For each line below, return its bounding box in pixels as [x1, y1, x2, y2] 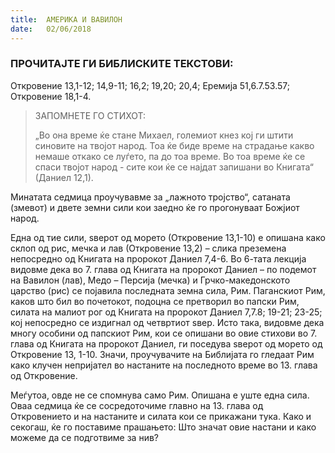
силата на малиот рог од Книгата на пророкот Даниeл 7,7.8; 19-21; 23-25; [10, 306, 323, 318]
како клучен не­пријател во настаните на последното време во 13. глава [10, 359, 318, 371]
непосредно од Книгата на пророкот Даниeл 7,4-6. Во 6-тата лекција [10, 252, 307, 265]
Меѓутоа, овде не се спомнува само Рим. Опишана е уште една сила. [10, 389, 310, 401]
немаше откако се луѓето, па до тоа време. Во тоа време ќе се [34, 150, 306, 162]
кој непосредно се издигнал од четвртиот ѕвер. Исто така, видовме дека [10, 316, 325, 328]
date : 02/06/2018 [10, 24, 92, 34]
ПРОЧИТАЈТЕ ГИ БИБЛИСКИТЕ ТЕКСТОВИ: [10, 57, 234, 71]
